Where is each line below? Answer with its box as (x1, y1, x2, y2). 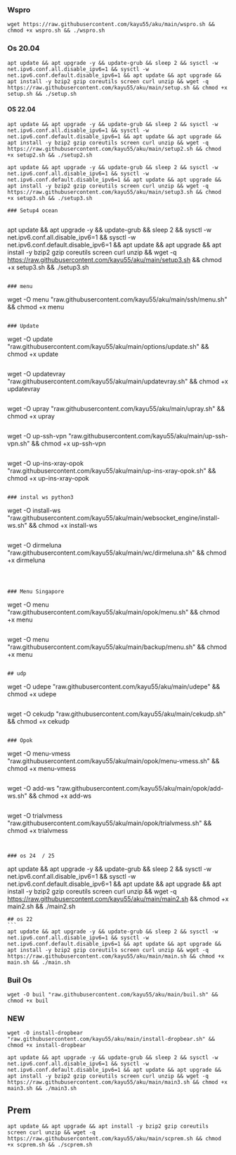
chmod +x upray (7, 412, 55, 420)
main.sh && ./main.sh (7, 958, 71, 966)
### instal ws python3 (7, 493, 74, 501)
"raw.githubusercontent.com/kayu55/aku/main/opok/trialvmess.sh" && (7, 819, 212, 827)
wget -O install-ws (7, 506, 61, 514)
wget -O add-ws (7, 784, 55, 792)
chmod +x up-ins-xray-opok (7, 474, 89, 482)
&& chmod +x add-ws (29, 791, 92, 800)
